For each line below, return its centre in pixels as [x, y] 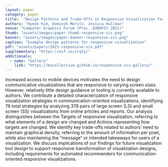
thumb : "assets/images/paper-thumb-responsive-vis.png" [64, 33]
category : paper [22, 14]
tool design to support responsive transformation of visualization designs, [81, 149]
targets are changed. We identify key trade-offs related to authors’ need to [82, 127]
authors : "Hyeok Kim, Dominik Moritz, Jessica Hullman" [64, 24]
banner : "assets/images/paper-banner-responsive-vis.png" [67, 38]
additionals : [19, 56]
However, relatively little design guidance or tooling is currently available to [82, 90]
